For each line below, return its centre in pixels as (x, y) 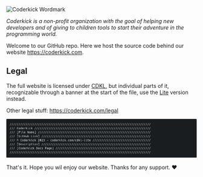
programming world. (32, 34)
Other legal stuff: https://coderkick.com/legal (63, 110)
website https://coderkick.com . (45, 52)
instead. (16, 99)
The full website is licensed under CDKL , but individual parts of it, (88, 85)
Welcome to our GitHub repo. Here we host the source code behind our (95, 46)
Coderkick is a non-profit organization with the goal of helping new (90, 21)
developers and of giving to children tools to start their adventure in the (95, 28)
